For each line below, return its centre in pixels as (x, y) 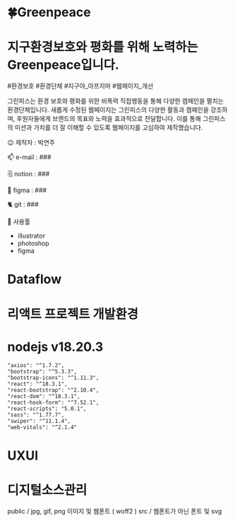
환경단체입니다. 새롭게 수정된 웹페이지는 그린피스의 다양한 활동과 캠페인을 (108, 110)
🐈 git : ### (23, 204)
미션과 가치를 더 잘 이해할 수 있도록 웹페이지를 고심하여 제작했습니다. (109, 127)
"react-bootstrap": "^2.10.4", (53, 390)
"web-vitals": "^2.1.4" (42, 428)
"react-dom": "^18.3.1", (44, 397)
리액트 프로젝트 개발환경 (73, 314)
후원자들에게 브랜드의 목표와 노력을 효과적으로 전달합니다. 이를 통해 (109, 119)
